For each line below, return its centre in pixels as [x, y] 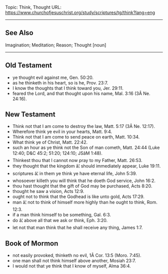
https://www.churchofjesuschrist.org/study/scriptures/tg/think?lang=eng [80, 12]
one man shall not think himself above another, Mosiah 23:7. [74, 261]
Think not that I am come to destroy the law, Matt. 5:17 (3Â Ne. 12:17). [83, 126]
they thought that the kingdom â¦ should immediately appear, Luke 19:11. [86, 166]
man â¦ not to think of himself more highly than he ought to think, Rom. [85, 202]
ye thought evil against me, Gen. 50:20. [53, 77]
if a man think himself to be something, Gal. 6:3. [62, 215]
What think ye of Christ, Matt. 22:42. [50, 142]
